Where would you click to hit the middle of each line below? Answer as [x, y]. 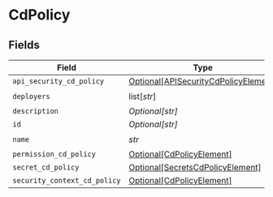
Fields [24, 45]
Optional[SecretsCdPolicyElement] [195, 167]
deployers [31, 96]
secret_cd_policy [46, 167]
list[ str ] [143, 96]
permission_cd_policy [54, 154]
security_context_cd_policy [67, 180]
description [36, 111]
